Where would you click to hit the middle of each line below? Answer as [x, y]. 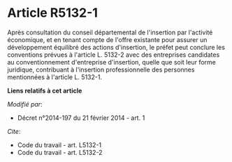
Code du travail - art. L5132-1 [59, 144]
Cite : [14, 131]
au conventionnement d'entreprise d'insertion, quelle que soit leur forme [112, 62]
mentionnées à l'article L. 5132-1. [55, 77]
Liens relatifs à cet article [45, 90]
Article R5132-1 [52, 13]
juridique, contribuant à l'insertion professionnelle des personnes [101, 69]
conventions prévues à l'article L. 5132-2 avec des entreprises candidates [114, 55]
